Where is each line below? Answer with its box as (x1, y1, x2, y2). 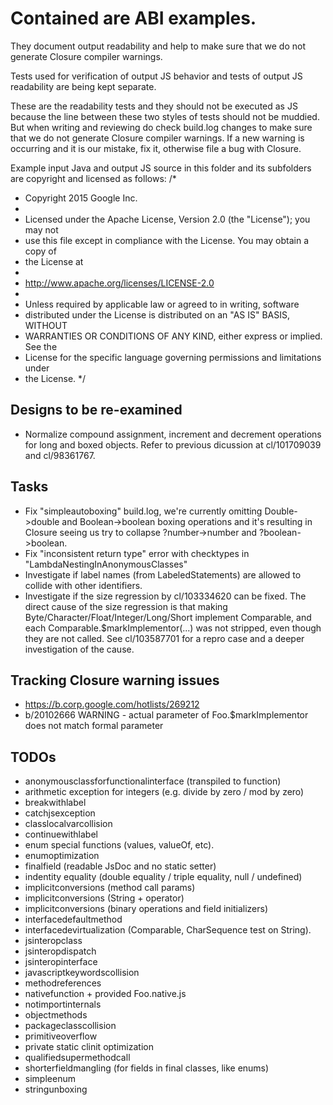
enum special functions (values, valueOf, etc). (24, 839, 215, 851)
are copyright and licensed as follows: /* (10, 172, 177, 184)
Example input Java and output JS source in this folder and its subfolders (10, 162, 312, 174)
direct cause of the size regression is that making (24, 600, 228, 612)
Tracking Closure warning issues (10, 672, 220, 689)
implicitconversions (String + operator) (24, 892, 185, 904)
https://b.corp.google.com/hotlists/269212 (24, 698, 200, 711)
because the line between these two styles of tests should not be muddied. (10, 110, 320, 122)
